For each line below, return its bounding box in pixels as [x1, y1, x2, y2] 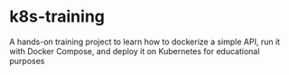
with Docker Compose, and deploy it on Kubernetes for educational [9, 45, 260, 56]
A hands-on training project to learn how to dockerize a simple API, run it [9, 36, 281, 47]
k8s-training [9, 6, 106, 27]
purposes [9, 55, 45, 66]
